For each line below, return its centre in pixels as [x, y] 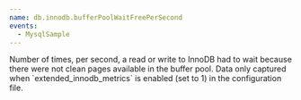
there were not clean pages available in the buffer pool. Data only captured [148, 69]
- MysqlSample [44, 34]
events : [24, 26]
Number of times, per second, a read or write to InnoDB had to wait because [150, 60]
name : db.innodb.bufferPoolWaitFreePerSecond [96, 17]
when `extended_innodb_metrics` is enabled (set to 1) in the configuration [146, 79]
